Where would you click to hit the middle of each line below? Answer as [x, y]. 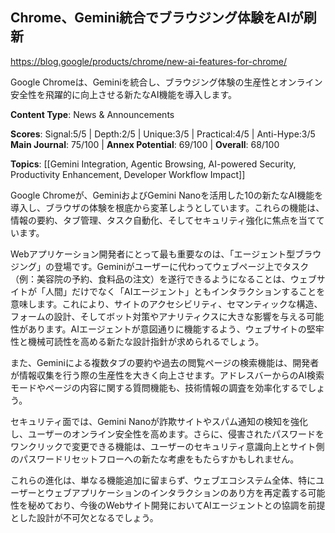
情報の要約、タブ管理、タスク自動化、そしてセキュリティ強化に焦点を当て [163, 220]
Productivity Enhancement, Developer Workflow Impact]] [128, 174]
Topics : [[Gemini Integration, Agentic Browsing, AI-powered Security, [153, 164]
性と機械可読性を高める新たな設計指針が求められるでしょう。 [137, 341]
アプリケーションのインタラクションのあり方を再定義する [189, 492]
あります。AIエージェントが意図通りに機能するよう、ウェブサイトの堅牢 [176, 329]
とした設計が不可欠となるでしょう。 [84, 517]
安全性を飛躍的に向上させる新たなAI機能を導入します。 [124, 94]
